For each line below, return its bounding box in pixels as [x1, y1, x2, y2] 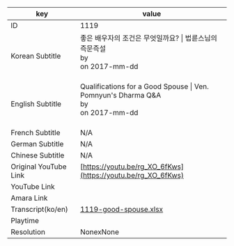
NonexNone [79, 227, 120, 236]
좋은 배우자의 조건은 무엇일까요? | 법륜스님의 [79, 33, 218, 43]
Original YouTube [10, 162, 68, 171]
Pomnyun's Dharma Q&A [79, 91, 162, 100]
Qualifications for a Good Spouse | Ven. [79, 82, 209, 91]
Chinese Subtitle [10, 151, 65, 160]
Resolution [10, 227, 45, 236]
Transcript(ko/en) [10, 205, 68, 214]
